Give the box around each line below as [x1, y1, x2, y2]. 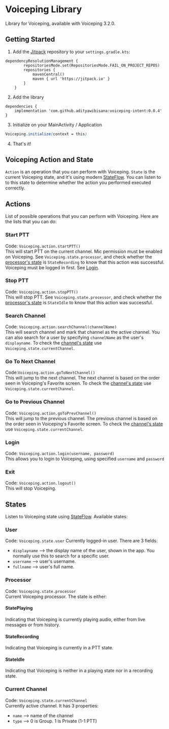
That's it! [12, 141, 31, 147]
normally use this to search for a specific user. [12, 553, 110, 559]
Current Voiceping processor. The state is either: [5, 593, 107, 599]
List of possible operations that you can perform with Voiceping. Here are [5, 213, 159, 219]
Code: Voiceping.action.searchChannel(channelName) [5, 324, 117, 330]
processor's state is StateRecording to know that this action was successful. [5, 259, 165, 265]
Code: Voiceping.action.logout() [5, 480, 76, 486]
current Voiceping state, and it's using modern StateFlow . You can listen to [5, 174, 161, 180]
